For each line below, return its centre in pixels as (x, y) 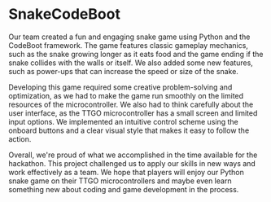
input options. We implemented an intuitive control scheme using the (123, 121)
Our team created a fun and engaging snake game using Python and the (129, 37)
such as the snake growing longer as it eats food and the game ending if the (136, 54)
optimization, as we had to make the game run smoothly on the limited (126, 95)
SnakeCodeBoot (64, 14)
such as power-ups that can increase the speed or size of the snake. (123, 71)
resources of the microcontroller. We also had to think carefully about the (131, 104)
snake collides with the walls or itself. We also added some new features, (131, 63)
